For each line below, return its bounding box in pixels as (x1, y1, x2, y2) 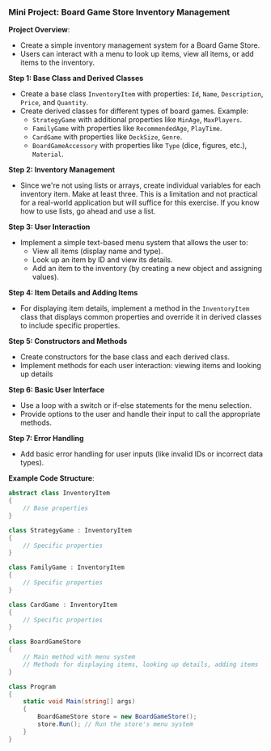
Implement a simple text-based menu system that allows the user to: (19, 238, 248, 248)
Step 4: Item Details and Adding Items (8, 288, 138, 298)
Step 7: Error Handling (8, 434, 84, 443)
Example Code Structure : (8, 473, 95, 483)
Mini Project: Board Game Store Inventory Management (8, 6, 231, 18)
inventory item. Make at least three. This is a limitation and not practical (19, 189, 258, 199)
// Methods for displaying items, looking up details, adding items (23, 660, 259, 668)
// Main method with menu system (23, 653, 136, 661)
